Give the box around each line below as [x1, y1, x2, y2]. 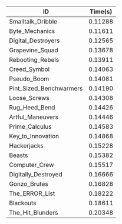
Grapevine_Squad [9, 46, 59, 54]
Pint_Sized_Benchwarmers [9, 85, 83, 92]
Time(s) [89, 8, 113, 15]
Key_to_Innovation [9, 132, 60, 140]
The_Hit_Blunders [9, 209, 58, 216]
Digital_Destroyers [9, 36, 60, 45]
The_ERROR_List [9, 189, 55, 198]
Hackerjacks [9, 142, 44, 149]
